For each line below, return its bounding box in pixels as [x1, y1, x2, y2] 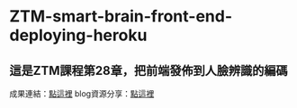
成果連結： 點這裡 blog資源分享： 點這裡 [9, 88, 155, 99]
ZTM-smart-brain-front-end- [9, 6, 233, 27]
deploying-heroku [9, 25, 148, 46]
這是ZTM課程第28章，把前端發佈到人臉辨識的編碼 [9, 62, 288, 78]
